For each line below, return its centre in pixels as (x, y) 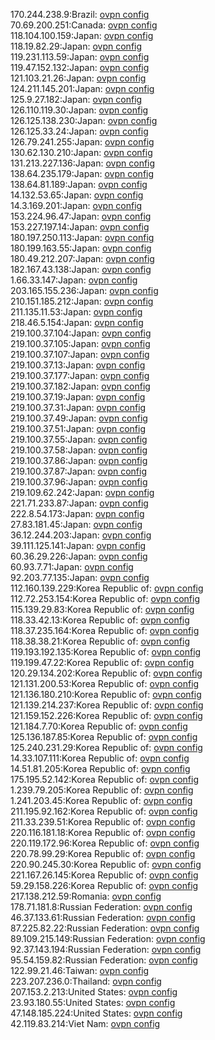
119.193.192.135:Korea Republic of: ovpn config (106, 652)
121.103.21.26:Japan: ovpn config (78, 78)
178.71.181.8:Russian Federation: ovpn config (101, 907)
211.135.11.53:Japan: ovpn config (76, 312)
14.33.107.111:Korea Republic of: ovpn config (100, 758)
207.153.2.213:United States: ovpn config (94, 992)
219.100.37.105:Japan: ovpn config (80, 343)
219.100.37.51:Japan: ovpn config (78, 428)
